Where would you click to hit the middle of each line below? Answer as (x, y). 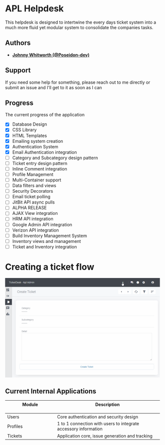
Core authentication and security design (98, 417)
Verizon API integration (35, 230)
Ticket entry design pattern (40, 163)
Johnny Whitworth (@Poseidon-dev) (51, 55)
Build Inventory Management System (50, 236)
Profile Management (33, 174)
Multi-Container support (37, 180)
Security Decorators (32, 191)
